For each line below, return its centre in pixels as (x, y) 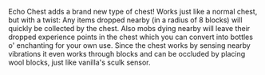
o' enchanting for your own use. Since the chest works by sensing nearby (130, 45)
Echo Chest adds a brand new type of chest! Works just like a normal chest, (133, 12)
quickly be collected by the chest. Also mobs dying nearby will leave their (129, 28)
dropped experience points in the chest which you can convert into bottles (131, 37)
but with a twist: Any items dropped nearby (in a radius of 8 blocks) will (125, 20)
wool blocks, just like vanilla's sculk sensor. (79, 62)
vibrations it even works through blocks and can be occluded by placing (127, 54)
